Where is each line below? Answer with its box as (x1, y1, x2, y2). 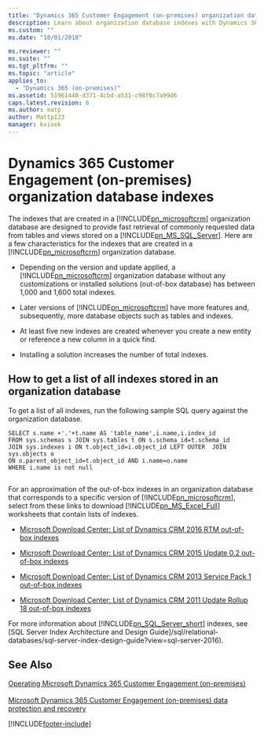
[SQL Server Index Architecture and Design (8, 627, 148, 636)
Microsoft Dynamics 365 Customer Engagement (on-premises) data (8, 696, 229, 705)
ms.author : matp (8, 106, 61, 114)
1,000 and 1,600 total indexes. (19, 287, 116, 297)
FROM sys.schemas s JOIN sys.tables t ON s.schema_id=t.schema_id (8, 436, 230, 444)
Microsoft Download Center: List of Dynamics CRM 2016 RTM (19, 524, 220, 534)
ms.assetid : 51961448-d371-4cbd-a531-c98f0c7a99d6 (8, 91, 178, 99)
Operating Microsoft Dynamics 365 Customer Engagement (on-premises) (8, 679, 246, 688)
